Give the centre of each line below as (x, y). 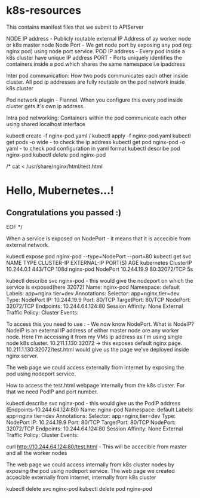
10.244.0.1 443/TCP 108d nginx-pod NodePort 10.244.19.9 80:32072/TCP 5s (100, 269)
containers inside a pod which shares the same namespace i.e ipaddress (96, 64)
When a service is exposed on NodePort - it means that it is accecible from (99, 238)
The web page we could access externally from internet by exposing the (95, 367)
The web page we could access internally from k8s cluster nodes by (90, 465)
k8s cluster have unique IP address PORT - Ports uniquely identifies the (94, 57)
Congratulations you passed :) (64, 213)
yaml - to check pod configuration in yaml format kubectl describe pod (93, 148)
